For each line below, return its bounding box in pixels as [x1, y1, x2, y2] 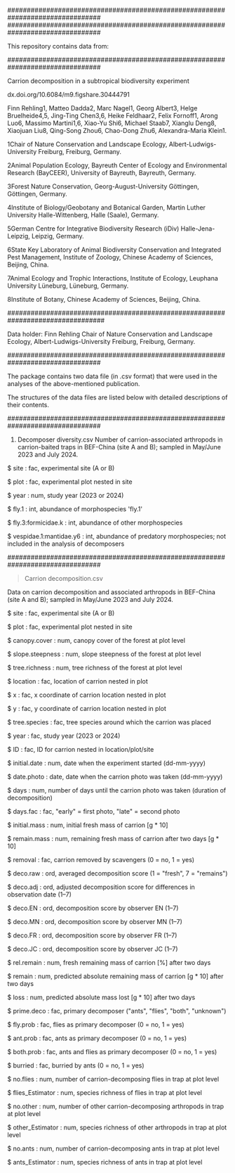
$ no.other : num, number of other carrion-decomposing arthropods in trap [7, 1102, 224, 1110]
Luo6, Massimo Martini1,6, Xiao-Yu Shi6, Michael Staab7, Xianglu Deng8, [7, 119, 217, 127]
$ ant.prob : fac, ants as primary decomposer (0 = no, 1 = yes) [7, 1034, 187, 1042]
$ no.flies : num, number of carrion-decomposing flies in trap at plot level [7, 1075, 220, 1083]
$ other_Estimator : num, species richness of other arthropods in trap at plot [7, 1123, 227, 1132]
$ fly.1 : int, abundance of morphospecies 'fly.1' [7, 505, 142, 513]
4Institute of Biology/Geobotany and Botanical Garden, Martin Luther [7, 203, 206, 212]
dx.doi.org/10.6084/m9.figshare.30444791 [7, 91, 130, 98]
